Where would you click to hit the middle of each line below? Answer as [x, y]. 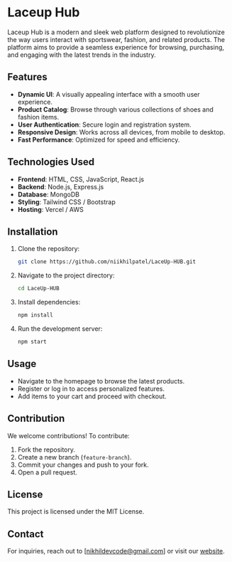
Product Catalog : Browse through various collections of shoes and [116, 109]
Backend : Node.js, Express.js [61, 186]
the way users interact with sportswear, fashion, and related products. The [116, 39]
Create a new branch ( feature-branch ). [74, 457]
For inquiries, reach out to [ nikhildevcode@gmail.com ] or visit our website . [116, 551]
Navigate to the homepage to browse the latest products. [101, 381]
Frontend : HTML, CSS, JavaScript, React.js [81, 179]
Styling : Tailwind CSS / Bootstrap [66, 202]
